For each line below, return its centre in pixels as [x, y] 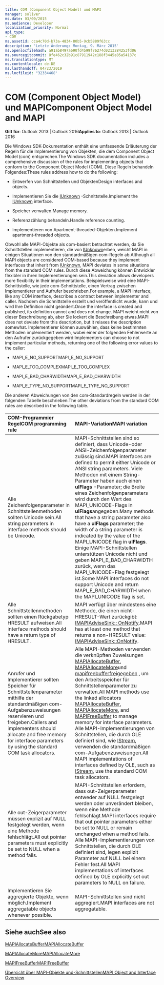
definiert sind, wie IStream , [106, 741]
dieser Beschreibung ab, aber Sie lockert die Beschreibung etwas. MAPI [77, 317]
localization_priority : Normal [37, 28]
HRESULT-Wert [93, 617]
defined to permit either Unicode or [115, 462]
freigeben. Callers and [32, 722]
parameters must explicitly [38, 843]
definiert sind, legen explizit [106, 852]
